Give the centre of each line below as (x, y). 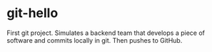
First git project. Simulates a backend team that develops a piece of (106, 33)
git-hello (32, 13)
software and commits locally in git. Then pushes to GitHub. (95, 40)
